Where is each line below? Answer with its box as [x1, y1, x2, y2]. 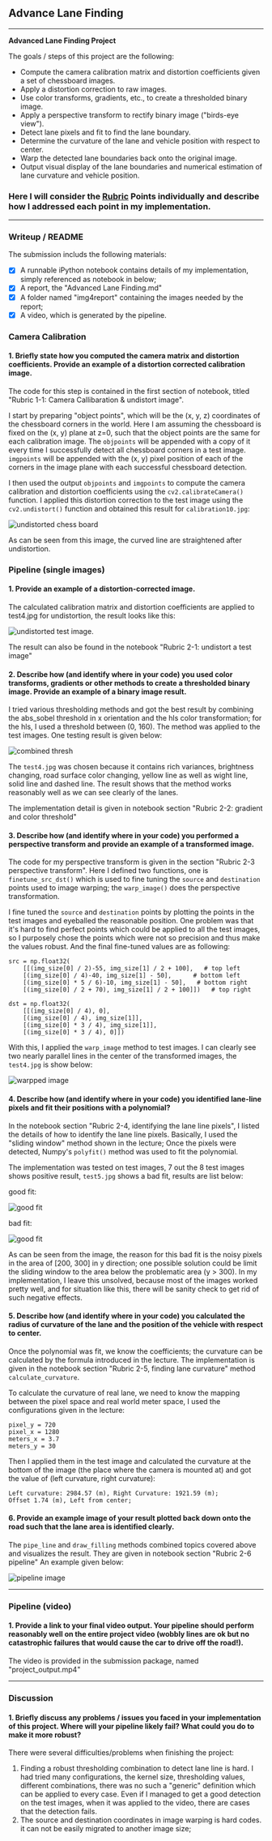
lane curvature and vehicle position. [19, 170, 140, 180]
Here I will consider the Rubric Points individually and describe [8, 191, 260, 202]
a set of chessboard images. [19, 75, 116, 85]
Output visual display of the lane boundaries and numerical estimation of [19, 161, 263, 171]
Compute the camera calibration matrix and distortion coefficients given [19, 66, 261, 76]
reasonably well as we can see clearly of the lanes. [8, 788, 179, 798]
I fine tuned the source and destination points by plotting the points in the [8, 907, 255, 917]
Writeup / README [8, 231, 83, 242]
